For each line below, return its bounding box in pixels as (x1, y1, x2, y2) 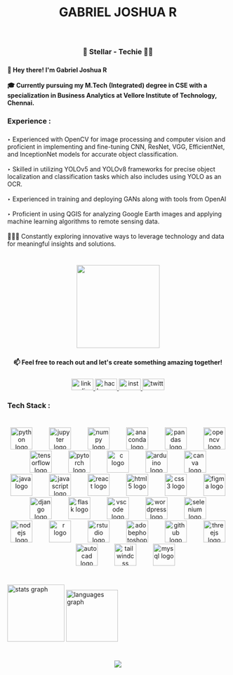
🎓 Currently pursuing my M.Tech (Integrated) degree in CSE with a (7, 81, 208, 89)
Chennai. (7, 98, 35, 107)
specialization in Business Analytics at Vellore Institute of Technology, (7, 91, 218, 99)
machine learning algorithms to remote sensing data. (7, 217, 160, 225)
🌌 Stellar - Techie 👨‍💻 (82, 47, 154, 57)
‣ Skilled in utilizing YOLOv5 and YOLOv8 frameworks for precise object (7, 164, 215, 173)
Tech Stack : (7, 401, 51, 411)
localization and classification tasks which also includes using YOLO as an (7, 172, 222, 181)
